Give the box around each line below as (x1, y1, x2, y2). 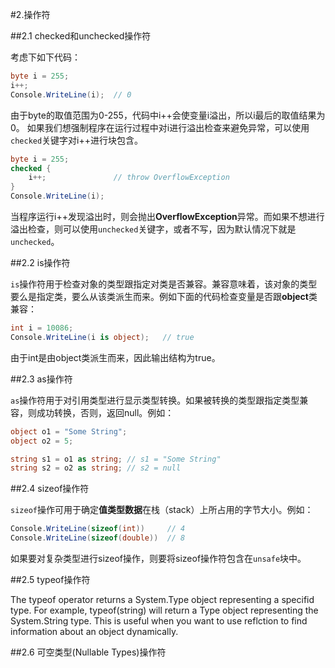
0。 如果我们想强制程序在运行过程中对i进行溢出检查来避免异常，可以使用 (10, 121, 310, 133)
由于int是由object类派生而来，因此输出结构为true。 (10, 351, 221, 363)
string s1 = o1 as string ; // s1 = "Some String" (10, 454, 222, 464)
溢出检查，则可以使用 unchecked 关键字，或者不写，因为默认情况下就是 (10, 223, 297, 235)
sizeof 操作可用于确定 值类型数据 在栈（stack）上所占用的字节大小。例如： (10, 504, 314, 516)
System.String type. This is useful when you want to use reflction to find (10, 615, 308, 627)
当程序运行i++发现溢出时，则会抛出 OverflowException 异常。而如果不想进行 (10, 211, 325, 222)
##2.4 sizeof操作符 (10, 483, 90, 495)
